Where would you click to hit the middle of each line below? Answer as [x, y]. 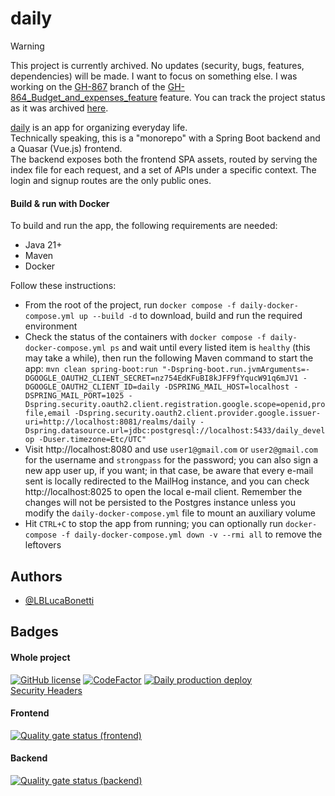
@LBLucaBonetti [59, 600]
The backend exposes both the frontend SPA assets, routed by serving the [164, 159]
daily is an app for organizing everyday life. [99, 127]
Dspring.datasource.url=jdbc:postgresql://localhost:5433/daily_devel [175, 431]
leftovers [43, 545]
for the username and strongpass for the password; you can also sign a [171, 460]
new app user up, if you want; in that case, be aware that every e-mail [169, 471]
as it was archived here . [59, 108]
